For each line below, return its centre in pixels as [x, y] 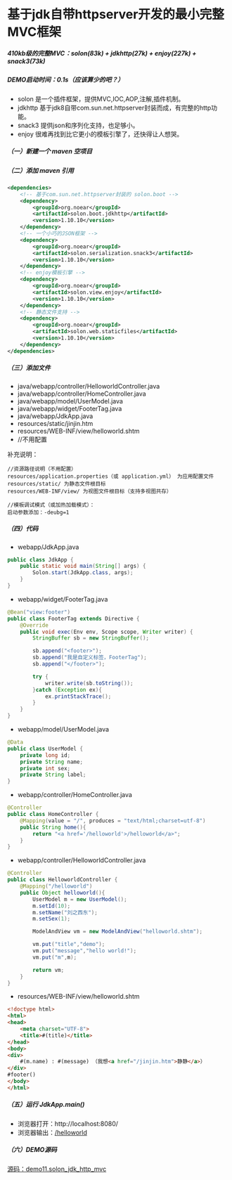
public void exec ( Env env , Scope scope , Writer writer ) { [107, 632]
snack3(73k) [26, 61]
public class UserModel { [45, 748]
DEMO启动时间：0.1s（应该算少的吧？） [66, 80]
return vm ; [49, 970]
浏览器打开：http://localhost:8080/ [67, 1123]
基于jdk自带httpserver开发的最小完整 [116, 14]
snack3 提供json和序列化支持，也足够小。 [78, 125]
